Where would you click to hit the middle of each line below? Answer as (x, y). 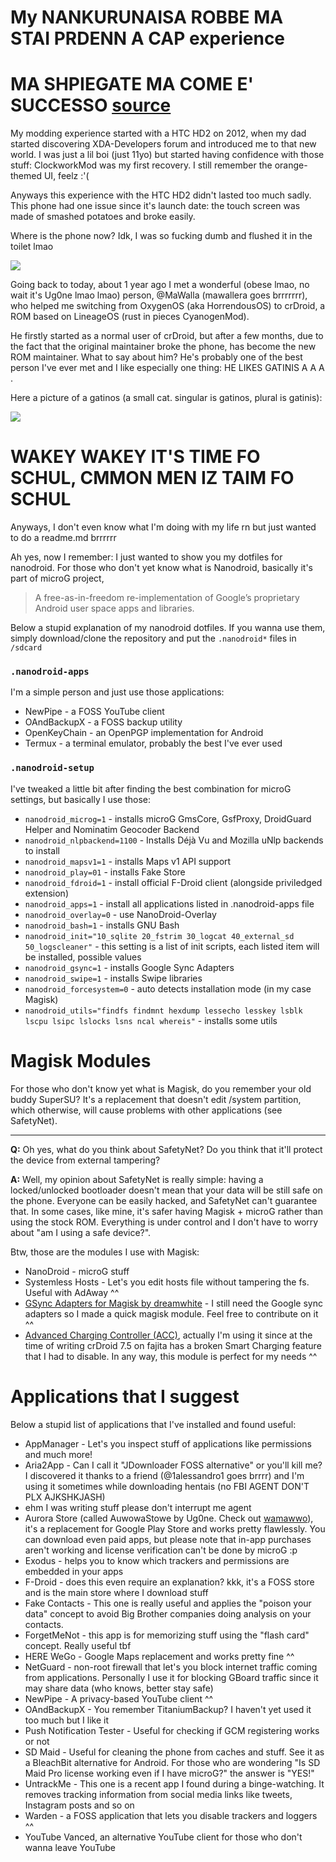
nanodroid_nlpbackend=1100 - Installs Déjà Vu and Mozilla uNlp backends (174, 840)
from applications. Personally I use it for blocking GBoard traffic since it (171, 1677)
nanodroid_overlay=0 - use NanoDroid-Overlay (120, 914)
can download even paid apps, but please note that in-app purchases (168, 1539)
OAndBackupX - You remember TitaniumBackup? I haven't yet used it (168, 1709)
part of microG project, (57, 578)
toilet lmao (32, 247)
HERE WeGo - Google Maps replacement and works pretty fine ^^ (159, 1656)
